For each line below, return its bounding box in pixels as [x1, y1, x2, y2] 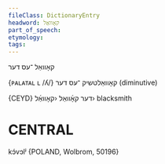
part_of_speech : [8, 26, 61, 34]
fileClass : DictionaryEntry [8, 11, 101, 20]
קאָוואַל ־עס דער [8, 62, 55, 71]
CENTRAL [8, 121, 74, 139]
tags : [8, 41, 26, 49]
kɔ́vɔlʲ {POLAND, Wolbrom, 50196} [8, 147, 119, 157]
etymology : [8, 33, 44, 42]
